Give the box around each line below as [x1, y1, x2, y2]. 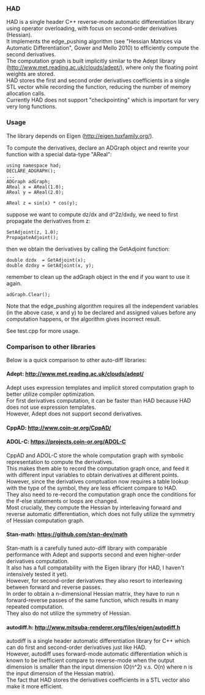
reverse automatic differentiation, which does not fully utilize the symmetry [6, 510, 195, 517]
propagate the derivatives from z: [6, 217, 91, 224]
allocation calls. [6, 90, 46, 97]
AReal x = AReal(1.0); [6, 184, 64, 190]
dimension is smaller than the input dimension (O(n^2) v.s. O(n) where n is [6, 663, 193, 670]
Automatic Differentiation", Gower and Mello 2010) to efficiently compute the [6, 44, 199, 51]
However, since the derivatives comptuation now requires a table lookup [6, 477, 188, 485]
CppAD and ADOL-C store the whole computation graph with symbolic [6, 452, 184, 459]
